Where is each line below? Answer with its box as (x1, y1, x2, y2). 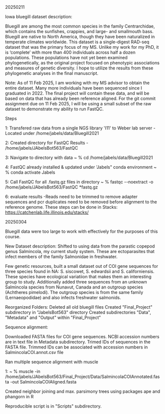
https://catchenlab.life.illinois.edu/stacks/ (5, 209, 89, 215)
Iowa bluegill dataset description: (5, 14, 72, 19)
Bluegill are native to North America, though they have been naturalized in (5, 34, 155, 39)
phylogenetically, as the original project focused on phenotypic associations (5, 60, 160, 65)
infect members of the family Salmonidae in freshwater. (5, 254, 118, 259)
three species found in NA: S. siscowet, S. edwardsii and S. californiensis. (5, 268, 155, 274)
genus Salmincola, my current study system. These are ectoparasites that (5, 249, 155, 254)
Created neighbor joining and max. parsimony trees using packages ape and (5, 388, 161, 394)
